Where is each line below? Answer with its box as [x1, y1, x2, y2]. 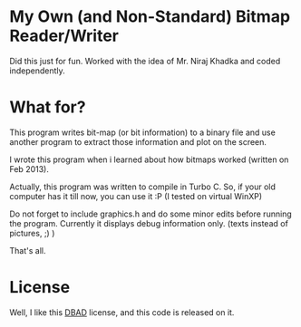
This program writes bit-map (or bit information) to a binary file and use [9, 127, 277, 138]
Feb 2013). [9, 163, 50, 174]
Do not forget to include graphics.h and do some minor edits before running [9, 208, 292, 219]
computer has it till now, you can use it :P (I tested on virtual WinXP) [9, 190, 263, 201]
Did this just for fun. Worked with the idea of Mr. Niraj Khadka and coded [9, 55, 281, 66]
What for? [9, 97, 86, 118]
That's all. [9, 245, 46, 255]
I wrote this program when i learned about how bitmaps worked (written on [9, 154, 289, 165]
